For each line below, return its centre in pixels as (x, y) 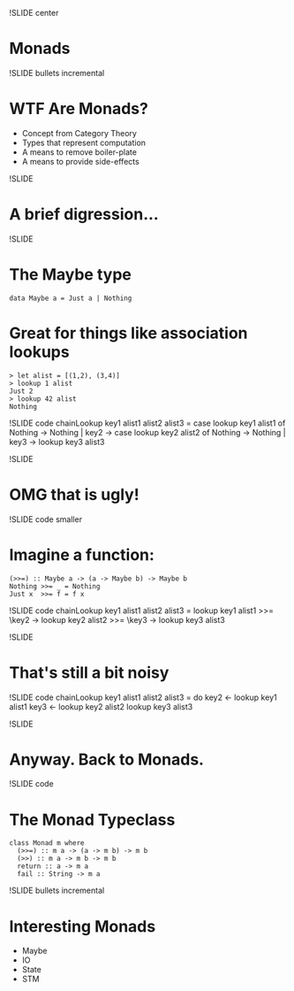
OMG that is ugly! (74, 494)
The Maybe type (71, 274)
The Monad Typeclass (92, 820)
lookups (39, 352)
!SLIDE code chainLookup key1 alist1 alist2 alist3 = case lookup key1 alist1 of (147, 423)
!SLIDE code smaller (45, 519)
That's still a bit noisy (89, 672)
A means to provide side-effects (80, 161)
